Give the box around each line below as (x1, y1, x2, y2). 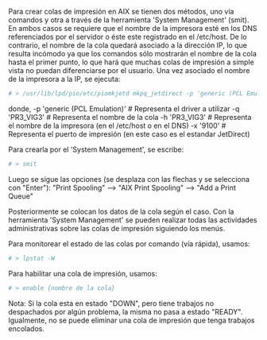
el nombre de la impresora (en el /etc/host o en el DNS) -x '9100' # (8, 121, 226, 130)
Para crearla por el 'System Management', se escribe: (8, 145, 184, 154)
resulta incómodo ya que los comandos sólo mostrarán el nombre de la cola (8, 49, 257, 58)
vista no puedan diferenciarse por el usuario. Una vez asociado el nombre (8, 66, 250, 75)
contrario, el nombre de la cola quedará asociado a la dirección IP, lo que (8, 41, 248, 50)
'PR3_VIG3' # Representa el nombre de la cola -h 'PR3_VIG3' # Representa (8, 112, 252, 122)
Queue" (8, 191, 33, 201)
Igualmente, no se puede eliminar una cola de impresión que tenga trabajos (8, 315, 255, 325)
